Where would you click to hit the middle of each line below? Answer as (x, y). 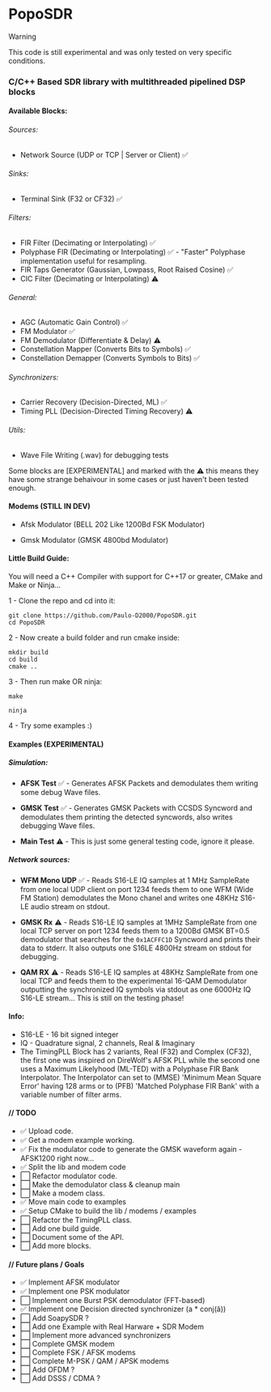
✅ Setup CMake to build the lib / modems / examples (108, 1211)
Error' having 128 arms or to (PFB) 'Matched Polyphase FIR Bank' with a (140, 1085)
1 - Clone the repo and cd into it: (62, 601)
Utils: (17, 430)
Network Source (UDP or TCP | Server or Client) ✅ (104, 154)
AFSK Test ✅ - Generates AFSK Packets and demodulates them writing (139, 783)
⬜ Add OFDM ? (47, 1370)
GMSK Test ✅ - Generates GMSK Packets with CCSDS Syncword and (136, 808)
